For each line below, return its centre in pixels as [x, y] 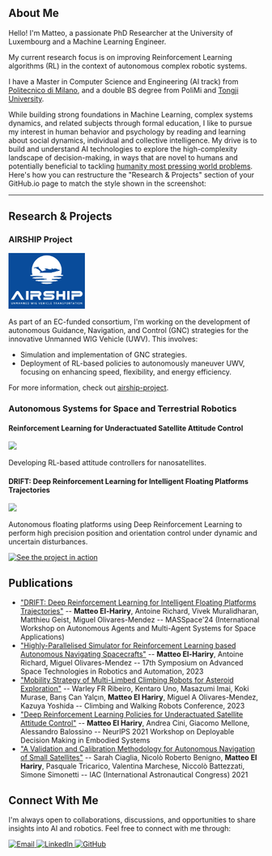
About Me [34, 13]
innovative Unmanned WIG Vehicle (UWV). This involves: [103, 339]
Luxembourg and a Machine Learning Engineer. [87, 41]
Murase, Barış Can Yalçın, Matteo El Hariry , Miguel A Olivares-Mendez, [139, 697]
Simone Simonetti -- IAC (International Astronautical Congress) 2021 [134, 775]
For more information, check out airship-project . [89, 387]
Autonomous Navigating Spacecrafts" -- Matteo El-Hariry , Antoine [132, 654]
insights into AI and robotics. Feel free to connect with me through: [119, 828]
